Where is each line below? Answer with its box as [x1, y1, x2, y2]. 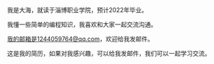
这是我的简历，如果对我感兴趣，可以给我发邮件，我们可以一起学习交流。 [7, 50, 211, 57]
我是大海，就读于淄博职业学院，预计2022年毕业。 [7, 6, 148, 14]
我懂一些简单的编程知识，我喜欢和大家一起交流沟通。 [7, 20, 157, 29]
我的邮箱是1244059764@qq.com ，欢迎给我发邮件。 [7, 35, 154, 43]
